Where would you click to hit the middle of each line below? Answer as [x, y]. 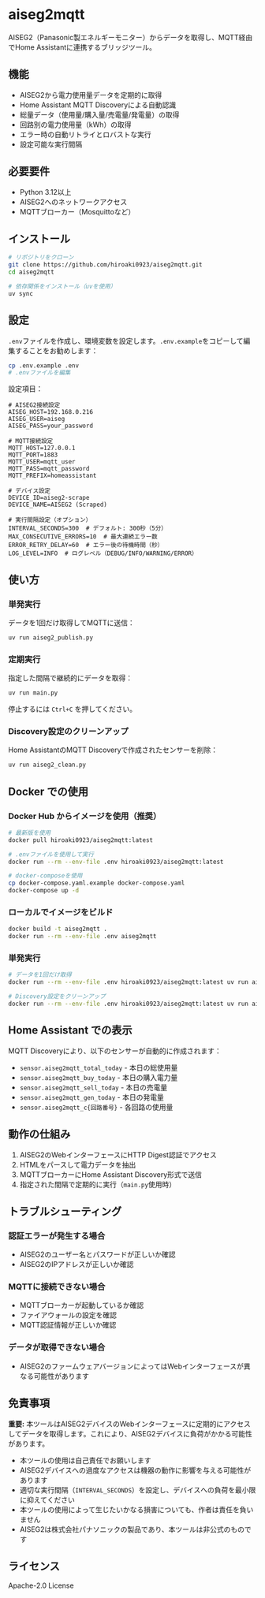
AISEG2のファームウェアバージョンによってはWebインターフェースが [132, 1366]
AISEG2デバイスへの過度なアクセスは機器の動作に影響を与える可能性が [135, 1470]
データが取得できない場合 [57, 1347]
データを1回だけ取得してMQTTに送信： [72, 623]
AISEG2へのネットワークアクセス [73, 202]
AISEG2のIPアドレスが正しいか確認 [77, 1265]
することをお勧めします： [56, 350]
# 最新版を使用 [30, 833]
